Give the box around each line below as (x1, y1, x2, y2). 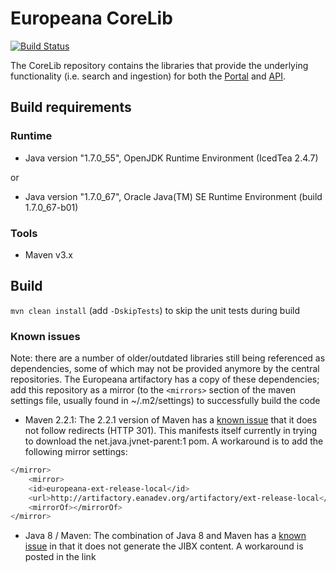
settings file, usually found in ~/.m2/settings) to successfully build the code (10, 395, 321, 407)
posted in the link (24, 551, 97, 563)
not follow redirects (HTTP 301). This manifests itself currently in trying (24, 425, 317, 437)
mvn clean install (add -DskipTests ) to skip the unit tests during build (10, 304, 301, 316)
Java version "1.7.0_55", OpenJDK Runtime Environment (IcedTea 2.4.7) (24, 152, 319, 164)
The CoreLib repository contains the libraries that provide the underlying (10, 59, 309, 71)
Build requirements (10, 99, 132, 116)
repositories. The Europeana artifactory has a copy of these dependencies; (10, 373, 320, 386)
